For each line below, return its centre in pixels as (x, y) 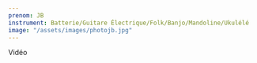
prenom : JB (26, 15)
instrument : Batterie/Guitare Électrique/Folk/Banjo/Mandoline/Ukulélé (128, 23)
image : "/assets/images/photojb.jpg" (70, 30)
